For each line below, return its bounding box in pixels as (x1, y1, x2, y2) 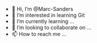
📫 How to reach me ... (11, 31, 66, 37)
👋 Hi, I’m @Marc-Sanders (11, 6, 73, 12)
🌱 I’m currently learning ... (11, 18, 75, 24)
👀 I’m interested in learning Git (11, 12, 85, 19)
